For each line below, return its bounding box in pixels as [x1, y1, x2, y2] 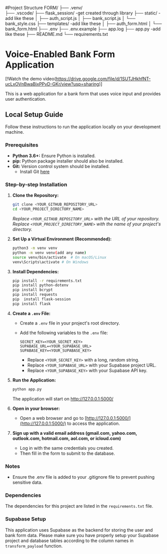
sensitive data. [12, 479, 43, 486]
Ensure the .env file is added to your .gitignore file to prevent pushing [12, 474, 155, 480]
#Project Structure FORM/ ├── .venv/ [5, 5, 83, 10]
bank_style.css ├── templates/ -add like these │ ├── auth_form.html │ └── [5, 20, 162, 26]
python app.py [12, 386, 42, 391]
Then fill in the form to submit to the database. [19, 450, 116, 456]
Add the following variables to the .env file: [19, 330, 108, 336]
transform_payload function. [5, 543, 63, 549]
